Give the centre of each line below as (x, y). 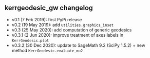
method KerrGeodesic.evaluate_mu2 (47, 50)
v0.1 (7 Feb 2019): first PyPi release (47, 19)
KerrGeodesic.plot (30, 41)
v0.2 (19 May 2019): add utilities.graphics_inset (63, 25)
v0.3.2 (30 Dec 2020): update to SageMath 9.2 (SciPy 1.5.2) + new (78, 45)
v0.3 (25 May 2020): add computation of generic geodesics (72, 30)
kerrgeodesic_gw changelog (49, 8)
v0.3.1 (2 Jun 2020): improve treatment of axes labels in (67, 35)
